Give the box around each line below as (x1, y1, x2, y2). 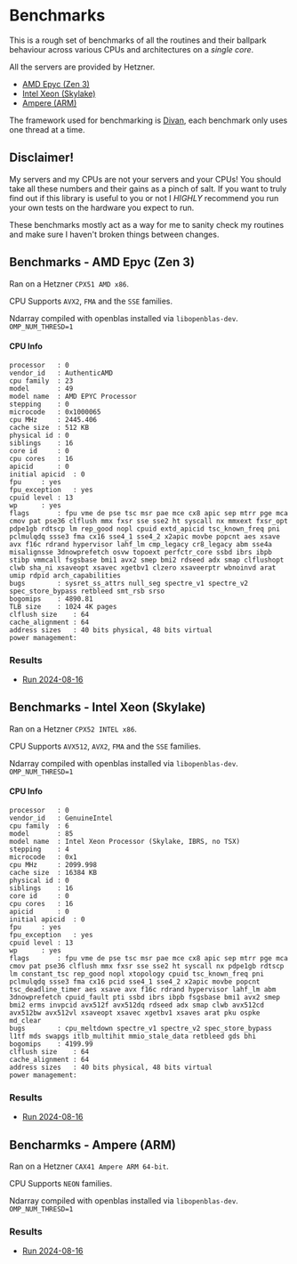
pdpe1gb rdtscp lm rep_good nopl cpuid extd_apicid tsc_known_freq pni (9, 524, 280, 533)
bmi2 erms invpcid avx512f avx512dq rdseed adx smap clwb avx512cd (9, 1001, 265, 1010)
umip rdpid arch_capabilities (9, 571, 122, 579)
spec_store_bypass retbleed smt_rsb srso (9, 587, 165, 596)
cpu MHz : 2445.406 (9, 415, 98, 424)
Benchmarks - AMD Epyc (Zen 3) (9, 255, 196, 270)
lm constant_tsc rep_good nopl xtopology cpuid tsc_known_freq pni (9, 969, 265, 979)
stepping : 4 (9, 845, 69, 855)
